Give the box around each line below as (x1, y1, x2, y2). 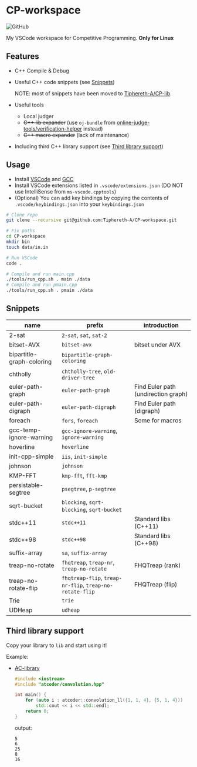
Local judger (23, 112, 54, 119)
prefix (86, 321, 104, 329)
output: (14, 724, 32, 731)
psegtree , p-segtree (61, 485, 116, 493)
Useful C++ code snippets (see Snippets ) (14, 78, 116, 85)
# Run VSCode (6, 255, 38, 261)
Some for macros (134, 416, 182, 424)
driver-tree (61, 374, 95, 381)
